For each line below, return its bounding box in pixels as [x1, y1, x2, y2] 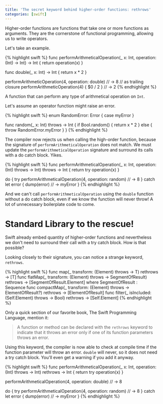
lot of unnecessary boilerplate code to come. [5, 201, 95, 207]
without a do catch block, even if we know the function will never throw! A [5, 196, 153, 202]
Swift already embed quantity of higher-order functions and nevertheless [5, 234, 152, 240]
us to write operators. [5, 35, 48, 42]
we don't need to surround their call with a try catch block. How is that [5, 240, 146, 246]
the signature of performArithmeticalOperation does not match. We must [5, 141, 152, 147]
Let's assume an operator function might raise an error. [5, 103, 116, 109]
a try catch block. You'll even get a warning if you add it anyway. [5, 355, 135, 360]
